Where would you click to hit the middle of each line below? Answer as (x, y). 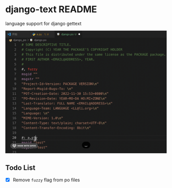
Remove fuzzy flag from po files (46, 180)
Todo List (20, 167)
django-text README (51, 9)
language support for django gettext (44, 23)
